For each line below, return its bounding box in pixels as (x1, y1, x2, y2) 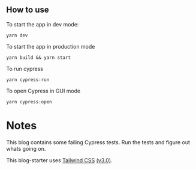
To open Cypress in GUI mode (6, 87, 81, 94)
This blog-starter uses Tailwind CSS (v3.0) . (6, 156, 113, 164)
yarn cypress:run (6, 76, 50, 83)
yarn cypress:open (6, 99, 52, 105)
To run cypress (6, 65, 44, 72)
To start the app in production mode (6, 43, 95, 50)
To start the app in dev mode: (6, 20, 79, 28)
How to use (6, 5, 49, 15)
